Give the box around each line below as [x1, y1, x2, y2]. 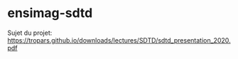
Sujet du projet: [7, 28, 53, 37]
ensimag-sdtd [7, 5, 93, 21]
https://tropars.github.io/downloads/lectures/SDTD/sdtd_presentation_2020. [7, 36, 231, 44]
